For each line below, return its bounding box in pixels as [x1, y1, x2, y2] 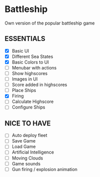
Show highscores [11, 70, 48, 76]
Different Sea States [11, 53, 53, 59]
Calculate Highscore [11, 98, 54, 104]
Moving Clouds [11, 155, 43, 161]
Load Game [11, 143, 36, 149]
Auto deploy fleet [11, 132, 48, 138]
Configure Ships [11, 104, 45, 110]
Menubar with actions [11, 64, 57, 70]
